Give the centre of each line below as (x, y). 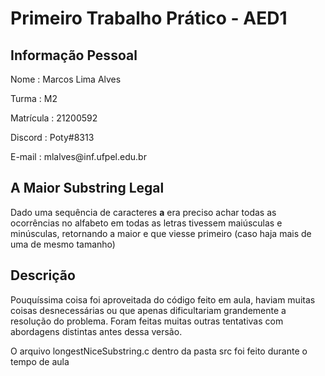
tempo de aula (40, 361)
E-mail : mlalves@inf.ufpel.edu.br (78, 156)
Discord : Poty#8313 (52, 137)
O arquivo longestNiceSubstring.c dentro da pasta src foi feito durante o (159, 351)
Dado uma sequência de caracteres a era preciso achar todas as (143, 212)
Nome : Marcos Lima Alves (66, 79)
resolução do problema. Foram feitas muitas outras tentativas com (147, 321)
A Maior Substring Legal (87, 188)
